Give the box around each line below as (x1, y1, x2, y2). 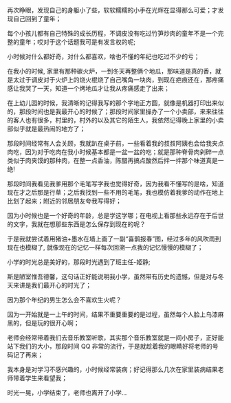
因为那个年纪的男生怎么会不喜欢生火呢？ (7, 296, 122, 304)
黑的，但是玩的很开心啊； (7, 319, 80, 327)
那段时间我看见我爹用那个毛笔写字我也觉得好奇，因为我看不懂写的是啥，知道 (7, 179, 224, 188)
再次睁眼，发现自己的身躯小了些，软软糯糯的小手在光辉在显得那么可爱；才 (7, 6, 218, 14)
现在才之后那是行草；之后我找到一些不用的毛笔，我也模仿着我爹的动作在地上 (7, 188, 224, 196)
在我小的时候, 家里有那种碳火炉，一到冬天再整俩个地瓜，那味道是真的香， (7, 67, 215, 75)
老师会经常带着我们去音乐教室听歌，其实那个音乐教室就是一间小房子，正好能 (7, 334, 224, 342)
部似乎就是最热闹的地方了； (7, 124, 86, 133)
